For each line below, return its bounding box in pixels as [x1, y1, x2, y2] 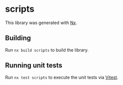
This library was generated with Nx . [5, 20, 77, 26]
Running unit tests [5, 61, 62, 70]
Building [5, 34, 31, 42]
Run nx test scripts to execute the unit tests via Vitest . [5, 74, 119, 80]
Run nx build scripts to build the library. [5, 47, 89, 53]
